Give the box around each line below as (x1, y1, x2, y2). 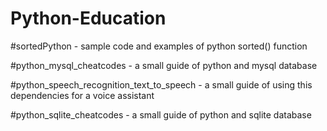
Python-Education (10, 7, 167, 30)
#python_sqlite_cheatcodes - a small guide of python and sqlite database (10, 108, 312, 121)
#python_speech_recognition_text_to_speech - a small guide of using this (10, 78, 313, 91)
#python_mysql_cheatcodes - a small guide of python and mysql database (10, 59, 318, 71)
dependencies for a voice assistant (10, 89, 155, 101)
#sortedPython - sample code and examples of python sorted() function (10, 40, 308, 52)
